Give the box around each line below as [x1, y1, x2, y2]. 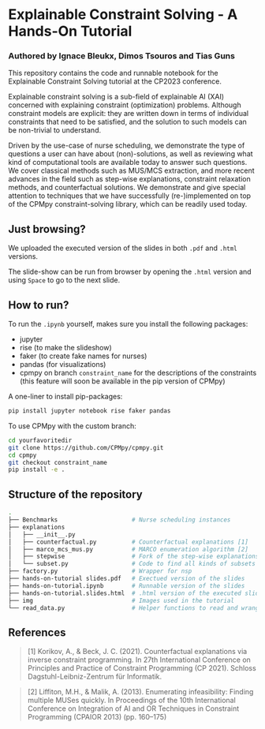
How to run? [8, 298, 69, 312]
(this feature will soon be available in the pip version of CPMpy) [19, 376, 226, 386]
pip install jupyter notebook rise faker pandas [8, 407, 171, 415]
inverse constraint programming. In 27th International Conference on [27, 655, 251, 664]
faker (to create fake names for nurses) [19, 351, 147, 361]
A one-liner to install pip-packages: [8, 392, 123, 402]
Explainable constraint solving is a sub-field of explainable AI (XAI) [8, 92, 225, 102]
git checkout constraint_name [8, 458, 108, 466]
